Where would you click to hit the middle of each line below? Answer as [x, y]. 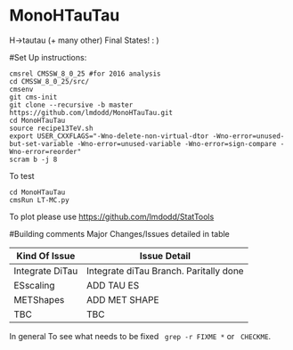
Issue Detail [165, 256]
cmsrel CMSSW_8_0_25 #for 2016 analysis [85, 73]
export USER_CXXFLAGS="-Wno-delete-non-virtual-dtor [109, 136]
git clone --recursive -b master [71, 105]
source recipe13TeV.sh [51, 128]
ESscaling [34, 285]
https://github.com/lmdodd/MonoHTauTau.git [91, 112]
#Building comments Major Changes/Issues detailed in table [119, 233]
